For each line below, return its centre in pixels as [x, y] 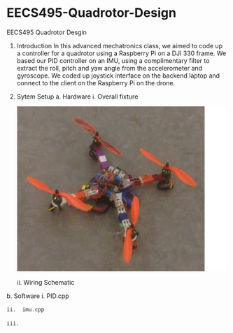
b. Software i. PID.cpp [38, 296]
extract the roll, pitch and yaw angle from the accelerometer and [110, 68]
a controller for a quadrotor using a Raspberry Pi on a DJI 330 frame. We [121, 53]
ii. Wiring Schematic [45, 283]
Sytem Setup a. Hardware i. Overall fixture [77, 97]
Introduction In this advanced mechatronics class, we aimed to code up [120, 45]
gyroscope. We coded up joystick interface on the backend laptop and [118, 76]
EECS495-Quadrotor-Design [91, 13]
